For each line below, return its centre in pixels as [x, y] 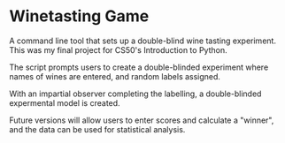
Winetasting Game [79, 16]
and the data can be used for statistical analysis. [97, 129]
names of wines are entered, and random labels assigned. [115, 76]
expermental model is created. [65, 102]
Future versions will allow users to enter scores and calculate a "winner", [142, 120]
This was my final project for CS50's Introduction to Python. [118, 49]
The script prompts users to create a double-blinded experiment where [139, 67]
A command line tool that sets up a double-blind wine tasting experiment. [143, 41]
